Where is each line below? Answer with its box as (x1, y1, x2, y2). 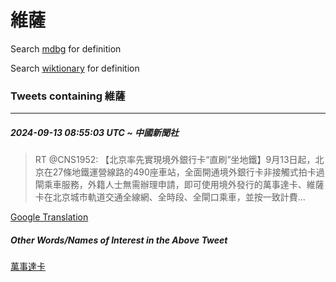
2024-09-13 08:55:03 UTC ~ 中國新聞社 (10, 126, 180, 138)
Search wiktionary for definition (10, 62, 140, 74)
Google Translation (10, 211, 89, 223)
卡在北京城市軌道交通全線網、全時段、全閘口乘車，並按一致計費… (34, 191, 306, 203)
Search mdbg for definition (10, 42, 122, 55)
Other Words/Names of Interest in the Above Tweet (10, 234, 228, 246)
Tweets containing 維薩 (10, 89, 126, 103)
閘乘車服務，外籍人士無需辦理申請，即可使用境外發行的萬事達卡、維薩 (34, 179, 325, 191)
